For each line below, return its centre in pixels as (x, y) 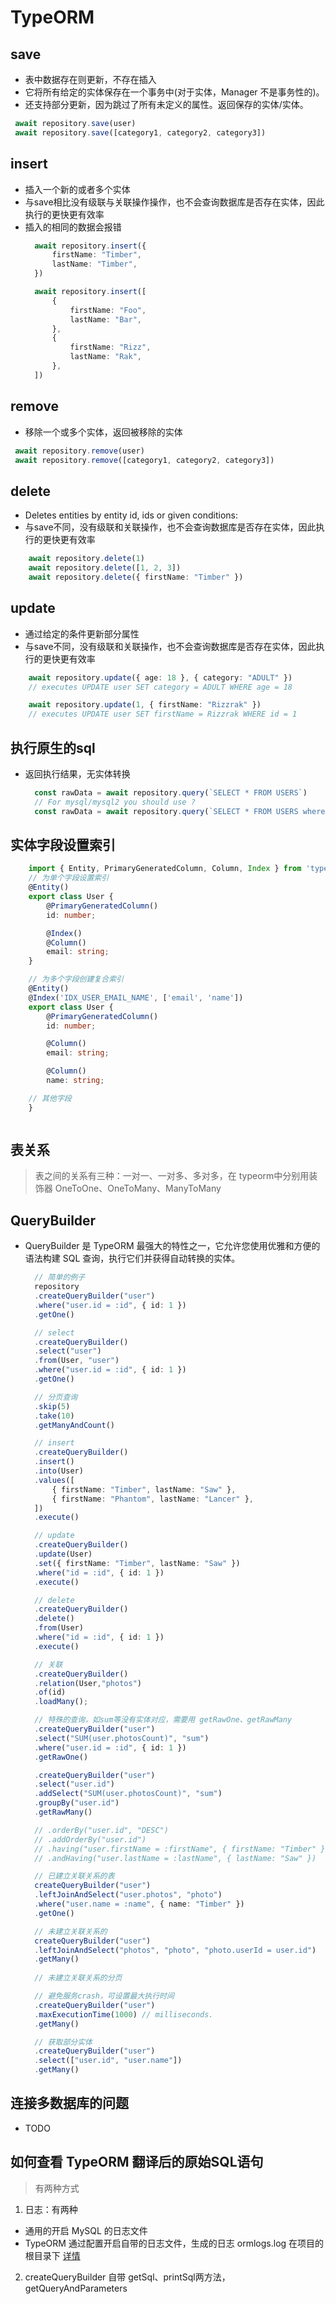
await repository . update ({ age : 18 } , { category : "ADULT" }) (160, 677)
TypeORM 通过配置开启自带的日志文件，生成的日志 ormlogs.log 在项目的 (174, 2243)
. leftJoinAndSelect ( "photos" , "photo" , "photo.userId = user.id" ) (175, 1950)
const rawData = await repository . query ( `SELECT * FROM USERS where (180, 811)
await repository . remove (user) (79, 451)
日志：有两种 (51, 2209)
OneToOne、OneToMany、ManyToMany (138, 1188)
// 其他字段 (50, 1098)
